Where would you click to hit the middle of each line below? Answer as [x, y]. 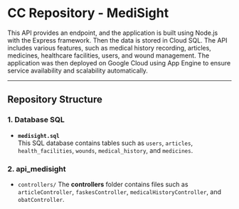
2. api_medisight [37, 168]
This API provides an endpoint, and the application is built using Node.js [113, 33]
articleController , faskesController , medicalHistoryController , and [119, 192]
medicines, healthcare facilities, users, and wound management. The [108, 55]
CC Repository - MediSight [88, 13]
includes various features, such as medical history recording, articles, [109, 48]
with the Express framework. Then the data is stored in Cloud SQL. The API [117, 40]
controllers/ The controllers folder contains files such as [103, 184]
